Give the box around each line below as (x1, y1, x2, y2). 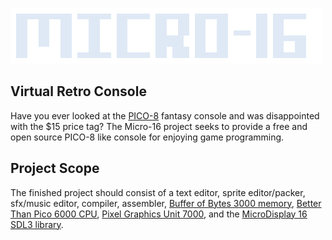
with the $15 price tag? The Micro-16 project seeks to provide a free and (10, 120, 308, 132)
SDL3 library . (10, 218, 64, 230)
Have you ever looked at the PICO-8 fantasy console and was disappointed (10, 109, 320, 122)
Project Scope (10, 160, 100, 177)
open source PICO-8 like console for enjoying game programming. (10, 131, 285, 143)
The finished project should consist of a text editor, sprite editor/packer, (10, 186, 306, 198)
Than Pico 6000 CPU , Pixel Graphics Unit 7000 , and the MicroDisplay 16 (10, 208, 308, 220)
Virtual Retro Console (10, 83, 147, 100)
